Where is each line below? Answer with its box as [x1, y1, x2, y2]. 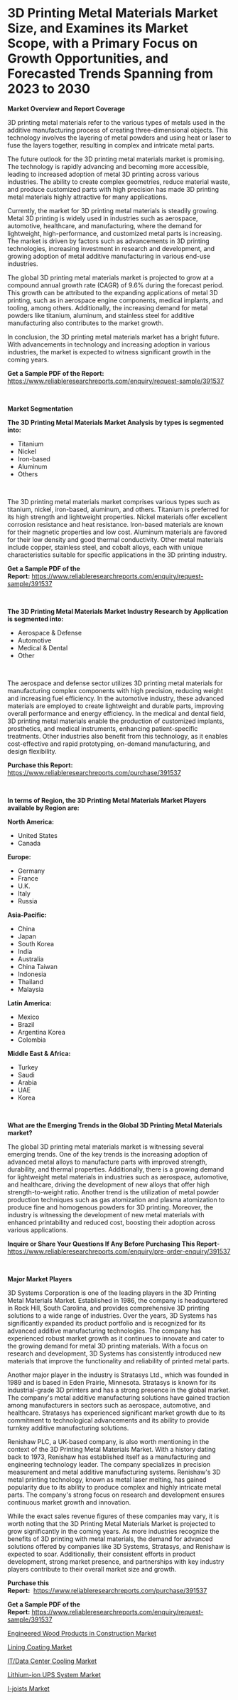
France [17, 874, 39, 882]
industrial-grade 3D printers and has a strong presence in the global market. [7, 1386, 231, 1394]
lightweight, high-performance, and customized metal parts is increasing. [7, 229, 222, 237]
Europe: [7, 852, 32, 861]
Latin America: [7, 998, 52, 1007]
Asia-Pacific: [7, 911, 48, 919]
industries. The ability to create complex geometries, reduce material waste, [7, 177, 230, 186]
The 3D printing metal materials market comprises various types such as [7, 497, 220, 506]
